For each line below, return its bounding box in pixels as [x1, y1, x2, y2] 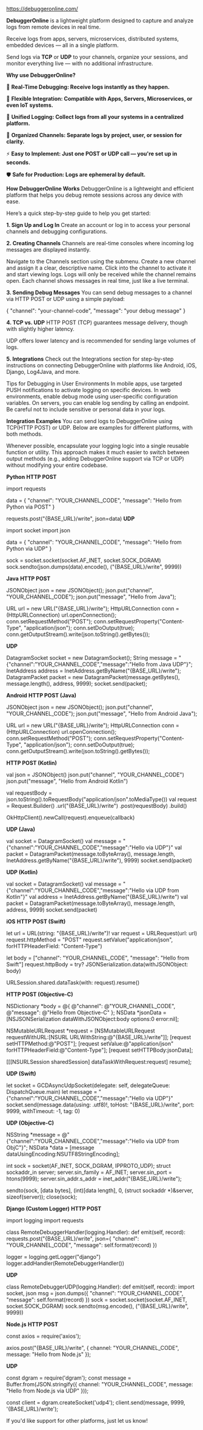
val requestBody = [6, 789, 53, 796]
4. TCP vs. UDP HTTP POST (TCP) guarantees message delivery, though [6, 319, 188, 326]
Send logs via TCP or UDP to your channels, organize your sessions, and [6, 53, 188, 60]
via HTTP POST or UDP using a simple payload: [6, 296, 125, 302]
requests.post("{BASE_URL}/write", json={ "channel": [6, 1235, 139, 1242]
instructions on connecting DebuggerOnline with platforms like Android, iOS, [6, 362, 197, 369]
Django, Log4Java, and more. [6, 368, 81, 375]
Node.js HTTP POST [6, 1321, 59, 1328]
